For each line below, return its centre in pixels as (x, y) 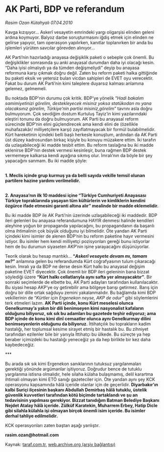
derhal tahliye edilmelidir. (32, 416)
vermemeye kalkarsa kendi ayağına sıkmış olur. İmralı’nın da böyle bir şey (79, 155)
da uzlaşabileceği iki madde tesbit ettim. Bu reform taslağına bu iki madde (79, 145)
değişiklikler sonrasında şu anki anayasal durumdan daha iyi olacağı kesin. (80, 62)
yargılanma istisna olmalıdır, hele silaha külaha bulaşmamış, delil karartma (79, 374)
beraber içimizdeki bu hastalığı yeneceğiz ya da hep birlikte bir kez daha (78, 339)
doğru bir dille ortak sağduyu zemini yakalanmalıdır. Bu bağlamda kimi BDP (81, 292)
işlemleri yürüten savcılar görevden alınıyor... (50, 48)
